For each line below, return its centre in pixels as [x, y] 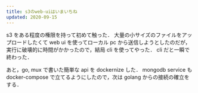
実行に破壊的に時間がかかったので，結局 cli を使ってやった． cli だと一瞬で [98, 49]
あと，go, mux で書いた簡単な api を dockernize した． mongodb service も [99, 69]
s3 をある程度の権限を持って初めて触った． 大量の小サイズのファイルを [94, 35]
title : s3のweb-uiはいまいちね [42, 12]
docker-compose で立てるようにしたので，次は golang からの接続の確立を [98, 77]
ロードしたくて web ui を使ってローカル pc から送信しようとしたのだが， [101, 42]
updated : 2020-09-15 [32, 17]
